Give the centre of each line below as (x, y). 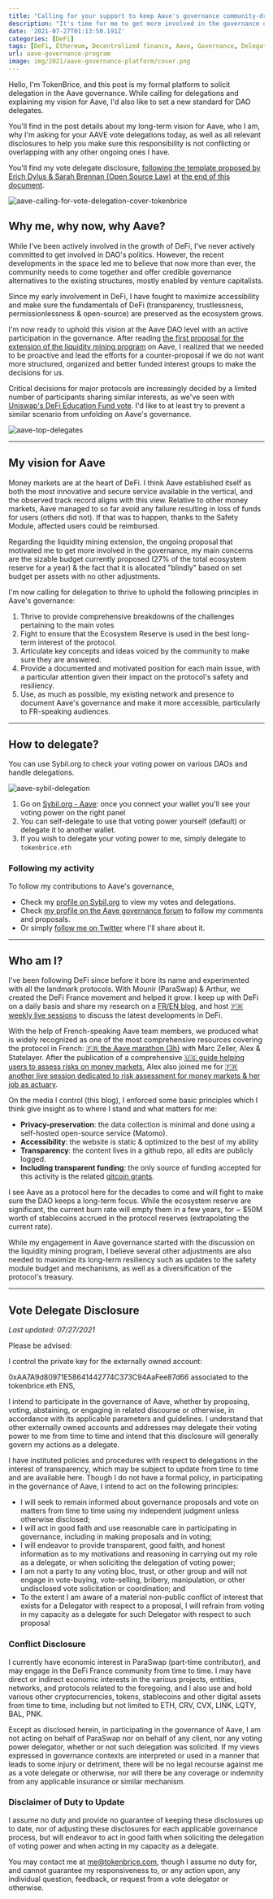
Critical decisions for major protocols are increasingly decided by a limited (133, 388)
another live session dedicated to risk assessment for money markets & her (134, 1076)
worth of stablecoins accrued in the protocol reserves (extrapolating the (129, 1218)
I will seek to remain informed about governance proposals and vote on (139, 1502)
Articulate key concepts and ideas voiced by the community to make (135, 650)
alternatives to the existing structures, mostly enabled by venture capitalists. (136, 280)
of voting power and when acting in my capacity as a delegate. (114, 1845)
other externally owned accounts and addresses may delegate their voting (133, 1428)
